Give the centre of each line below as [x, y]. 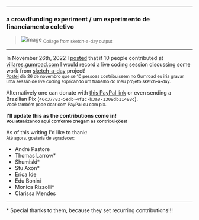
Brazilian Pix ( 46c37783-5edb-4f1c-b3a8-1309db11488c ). [72, 99]
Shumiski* [27, 162]
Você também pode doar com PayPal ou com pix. [56, 105]
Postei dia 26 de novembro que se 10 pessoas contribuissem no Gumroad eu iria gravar [95, 77]
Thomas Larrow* [35, 156]
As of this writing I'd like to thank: [47, 133]
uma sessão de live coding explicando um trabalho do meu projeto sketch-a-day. [89, 82]
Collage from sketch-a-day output [78, 42]
